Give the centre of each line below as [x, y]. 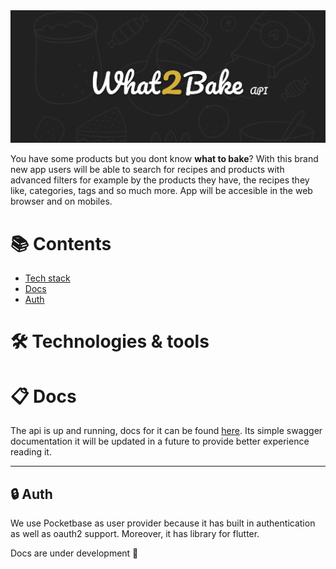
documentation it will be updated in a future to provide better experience [160, 441]
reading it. [31, 452]
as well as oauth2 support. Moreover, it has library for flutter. [135, 534]
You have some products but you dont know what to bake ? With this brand [164, 159]
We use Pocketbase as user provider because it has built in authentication [163, 523]
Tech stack [47, 278]
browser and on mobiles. [61, 201]
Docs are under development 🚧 [74, 553]
